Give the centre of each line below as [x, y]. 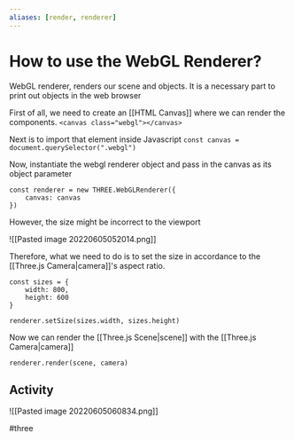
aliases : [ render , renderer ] [63, 17]
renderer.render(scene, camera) [69, 363]
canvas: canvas [53, 197]
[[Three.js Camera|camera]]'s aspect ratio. [87, 265]
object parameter [41, 173]
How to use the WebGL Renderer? [135, 61]
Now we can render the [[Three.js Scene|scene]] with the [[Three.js [133, 337]
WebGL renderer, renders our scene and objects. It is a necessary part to [143, 86]
